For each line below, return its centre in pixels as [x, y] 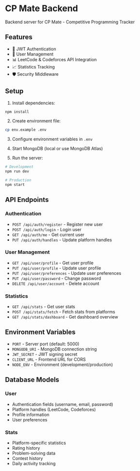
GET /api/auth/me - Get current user [48, 235]
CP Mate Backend [42, 8]
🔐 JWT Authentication [34, 49]
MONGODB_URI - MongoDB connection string [54, 349]
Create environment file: [36, 121]
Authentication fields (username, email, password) [62, 404]
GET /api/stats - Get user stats [44, 307]
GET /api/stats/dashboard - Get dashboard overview [65, 317]
